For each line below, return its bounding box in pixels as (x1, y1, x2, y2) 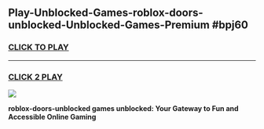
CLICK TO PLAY (8, 42, 69, 53)
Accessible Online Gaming (8, 112, 97, 121)
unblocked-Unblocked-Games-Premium (8, 19, 210, 32)
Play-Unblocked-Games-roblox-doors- (8, 6, 203, 20)
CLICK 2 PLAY (8, 71, 63, 82)
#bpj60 (211, 19, 249, 32)
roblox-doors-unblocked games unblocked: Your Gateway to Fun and (8, 103, 239, 113)
